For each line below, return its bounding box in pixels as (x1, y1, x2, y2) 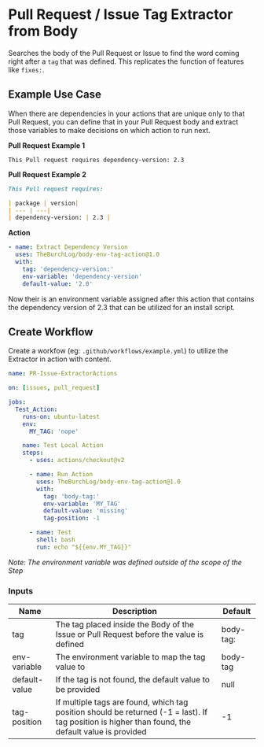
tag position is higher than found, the (55, 716, 191, 727)
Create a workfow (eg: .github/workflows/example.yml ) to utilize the (8, 346, 229, 356)
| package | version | (8, 199, 79, 207)
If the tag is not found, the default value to (55, 675, 211, 686)
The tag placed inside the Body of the (55, 619, 195, 631)
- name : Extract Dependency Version (8, 243, 128, 251)
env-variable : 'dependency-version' (22, 272, 143, 280)
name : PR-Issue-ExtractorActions (8, 370, 118, 378)
